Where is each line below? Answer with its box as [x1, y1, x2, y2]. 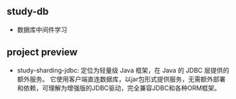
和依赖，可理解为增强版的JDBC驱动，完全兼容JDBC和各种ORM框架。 [16, 83, 221, 92]
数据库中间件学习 [16, 25, 68, 34]
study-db [6, 6, 49, 18]
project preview [6, 46, 78, 59]
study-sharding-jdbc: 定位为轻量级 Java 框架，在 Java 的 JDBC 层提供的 [16, 66, 230, 74]
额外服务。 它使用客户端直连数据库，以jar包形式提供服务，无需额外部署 [16, 74, 226, 83]
